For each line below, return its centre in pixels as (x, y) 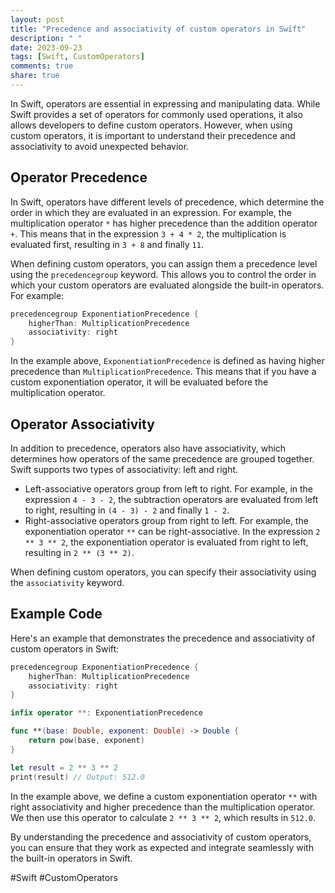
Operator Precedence (79, 177)
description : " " (46, 38)
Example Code (56, 614)
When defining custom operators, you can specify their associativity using (163, 572)
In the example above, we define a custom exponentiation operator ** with (164, 796)
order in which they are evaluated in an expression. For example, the (151, 212)
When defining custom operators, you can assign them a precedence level (164, 263)
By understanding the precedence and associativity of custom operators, (161, 837)
